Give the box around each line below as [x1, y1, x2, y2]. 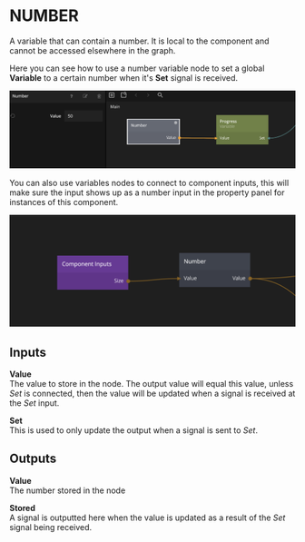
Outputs [9, 451, 57, 467]
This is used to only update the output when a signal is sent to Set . [9, 425, 259, 436]
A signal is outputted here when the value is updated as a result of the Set [9, 512, 286, 523]
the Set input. [9, 398, 60, 409]
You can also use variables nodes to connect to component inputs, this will [9, 178, 290, 189]
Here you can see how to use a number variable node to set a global [9, 63, 265, 74]
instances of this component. [9, 197, 119, 208]
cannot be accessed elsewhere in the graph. [9, 44, 176, 55]
